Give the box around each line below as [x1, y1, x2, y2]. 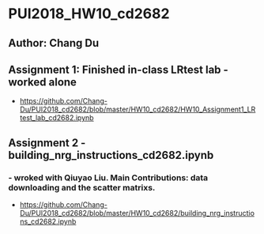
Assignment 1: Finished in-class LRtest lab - [8, 62, 229, 76]
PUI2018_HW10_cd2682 [8, 5, 170, 23]
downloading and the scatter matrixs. [8, 182, 156, 193]
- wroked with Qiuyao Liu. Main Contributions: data [8, 172, 209, 183]
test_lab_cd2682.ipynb [19, 113, 94, 123]
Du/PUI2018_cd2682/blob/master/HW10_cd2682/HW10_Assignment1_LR [19, 104, 256, 115]
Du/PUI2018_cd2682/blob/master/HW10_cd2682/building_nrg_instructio [19, 209, 255, 218]
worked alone [8, 75, 77, 89]
